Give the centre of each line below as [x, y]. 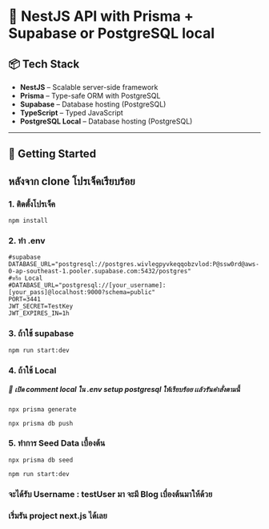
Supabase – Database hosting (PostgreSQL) [93, 104]
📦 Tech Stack [44, 64]
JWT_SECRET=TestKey [41, 307]
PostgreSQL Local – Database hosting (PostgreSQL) [106, 121]
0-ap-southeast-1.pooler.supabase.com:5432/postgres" [100, 272]
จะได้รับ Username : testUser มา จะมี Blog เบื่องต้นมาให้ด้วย [110, 494]
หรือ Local [27, 279]
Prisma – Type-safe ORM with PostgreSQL [90, 96]
